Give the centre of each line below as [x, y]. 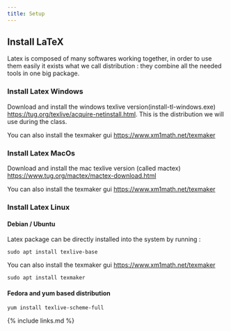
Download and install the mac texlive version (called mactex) [94, 169]
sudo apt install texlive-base [53, 252]
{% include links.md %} [41, 321]
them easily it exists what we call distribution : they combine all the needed [114, 66]
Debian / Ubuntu [31, 224]
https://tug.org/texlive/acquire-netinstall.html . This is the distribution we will [116, 114]
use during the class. [37, 121]
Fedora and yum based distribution [59, 293]
